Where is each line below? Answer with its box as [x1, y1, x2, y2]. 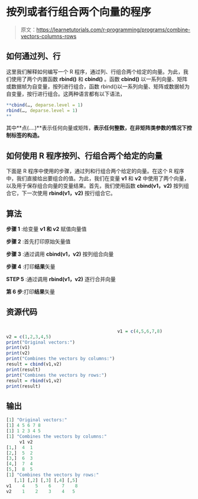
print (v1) [6, 345, 31, 351]
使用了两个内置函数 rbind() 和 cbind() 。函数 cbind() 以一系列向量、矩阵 [11, 75, 188, 83]
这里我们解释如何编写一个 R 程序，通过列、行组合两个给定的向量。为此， [6, 68, 183, 75]
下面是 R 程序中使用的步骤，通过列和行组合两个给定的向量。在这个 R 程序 [6, 168, 184, 175]
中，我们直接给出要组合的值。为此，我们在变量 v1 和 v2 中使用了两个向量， [6, 175, 190, 182]
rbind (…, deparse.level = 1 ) [6, 107, 78, 113]
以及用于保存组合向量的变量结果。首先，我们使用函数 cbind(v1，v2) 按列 [6, 182, 184, 190]
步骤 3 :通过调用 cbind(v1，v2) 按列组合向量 [6, 250, 114, 257]
